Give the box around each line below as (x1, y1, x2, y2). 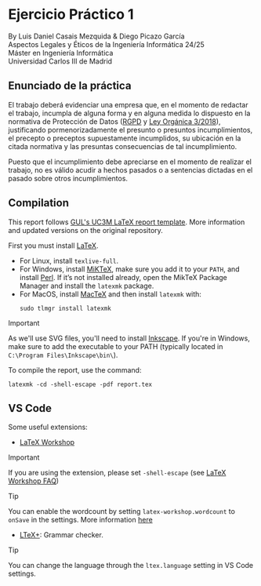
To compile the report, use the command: (8, 365, 142, 374)
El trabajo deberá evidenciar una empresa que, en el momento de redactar (8, 100, 248, 109)
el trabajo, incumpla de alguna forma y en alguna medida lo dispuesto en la (8, 108, 251, 118)
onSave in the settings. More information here (8, 515, 153, 525)
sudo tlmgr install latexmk (19, 304, 111, 312)
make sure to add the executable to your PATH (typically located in (8, 341, 223, 351)
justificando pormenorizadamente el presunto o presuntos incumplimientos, (8, 125, 253, 134)
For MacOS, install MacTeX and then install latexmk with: (19, 289, 202, 299)
